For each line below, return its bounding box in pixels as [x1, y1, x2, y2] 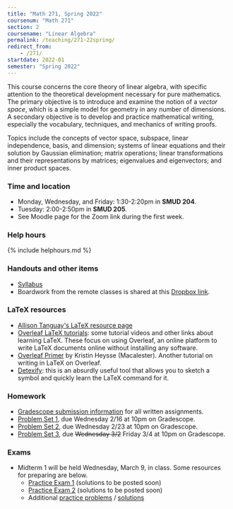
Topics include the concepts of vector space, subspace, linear [7, 134, 189, 142]
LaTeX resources [7, 305, 66, 315]
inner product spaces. [7, 163, 72, 172]
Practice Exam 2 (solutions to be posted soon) [28, 486, 163, 495]
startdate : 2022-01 [7, 57, 65, 64]
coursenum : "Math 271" [7, 17, 74, 24]
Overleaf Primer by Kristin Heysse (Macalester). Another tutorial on [17, 351, 213, 359]
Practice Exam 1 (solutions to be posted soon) [28, 479, 162, 487]
